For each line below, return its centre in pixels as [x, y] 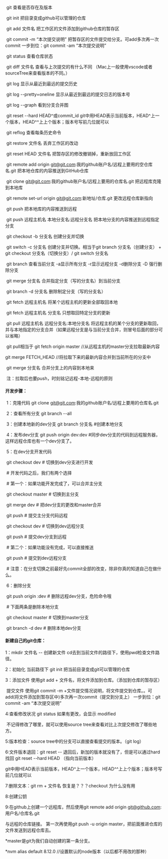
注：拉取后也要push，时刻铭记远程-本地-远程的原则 [59, 378]
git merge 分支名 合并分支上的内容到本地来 [50, 368]
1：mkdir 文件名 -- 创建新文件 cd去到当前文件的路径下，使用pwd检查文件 [80, 653]
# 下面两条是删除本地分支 [32, 607]
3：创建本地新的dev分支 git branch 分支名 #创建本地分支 [65, 424]
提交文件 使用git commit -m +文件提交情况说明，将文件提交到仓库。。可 [79, 691]
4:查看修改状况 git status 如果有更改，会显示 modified [60, 714]
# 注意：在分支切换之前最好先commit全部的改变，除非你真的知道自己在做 [82, 569]
